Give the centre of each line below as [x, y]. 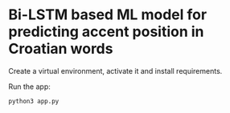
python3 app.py [34, 101]
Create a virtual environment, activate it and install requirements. [115, 71]
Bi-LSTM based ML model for [108, 15]
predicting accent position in [106, 32]
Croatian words [61, 49]
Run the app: [29, 87]
